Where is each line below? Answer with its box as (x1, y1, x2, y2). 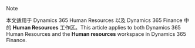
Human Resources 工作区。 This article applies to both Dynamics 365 (12, 24, 181, 31)
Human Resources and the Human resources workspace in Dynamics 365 (6, 31, 186, 37)
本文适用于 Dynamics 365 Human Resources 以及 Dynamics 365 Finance (6, 17, 183, 24)
